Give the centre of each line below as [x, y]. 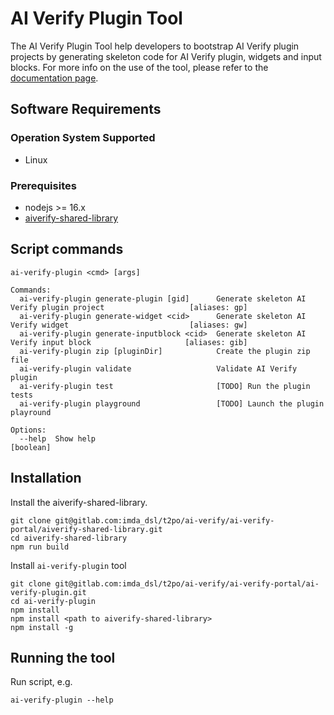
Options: [28, 430]
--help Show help [58, 438]
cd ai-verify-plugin [53, 601]
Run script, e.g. [41, 682]
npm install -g [42, 627]
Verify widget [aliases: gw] [129, 325]
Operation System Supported [83, 138]
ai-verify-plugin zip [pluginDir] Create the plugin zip [165, 351]
